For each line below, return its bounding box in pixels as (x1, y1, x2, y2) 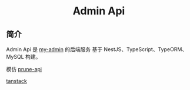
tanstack (6, 78, 28, 84)
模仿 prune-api (6, 66, 42, 72)
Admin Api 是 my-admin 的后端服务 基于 (6, 46, 103, 53)
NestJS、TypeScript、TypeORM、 (104, 46, 188, 53)
